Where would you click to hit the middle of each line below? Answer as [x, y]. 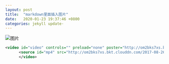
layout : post [19, 10]
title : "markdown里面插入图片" [37, 14]
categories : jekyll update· [35, 24]
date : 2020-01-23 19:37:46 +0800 [43, 19]
